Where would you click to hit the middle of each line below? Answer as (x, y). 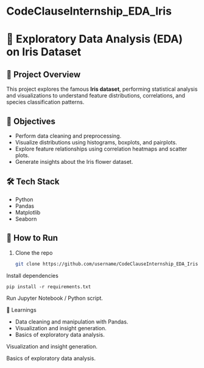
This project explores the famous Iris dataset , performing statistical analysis (102, 89)
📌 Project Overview (44, 74)
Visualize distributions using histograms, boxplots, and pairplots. (96, 142)
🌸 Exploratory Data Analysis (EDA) (95, 39)
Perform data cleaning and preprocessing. (68, 136)
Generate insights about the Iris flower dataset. (74, 162)
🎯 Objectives (31, 121)
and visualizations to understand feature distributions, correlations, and (96, 96)
